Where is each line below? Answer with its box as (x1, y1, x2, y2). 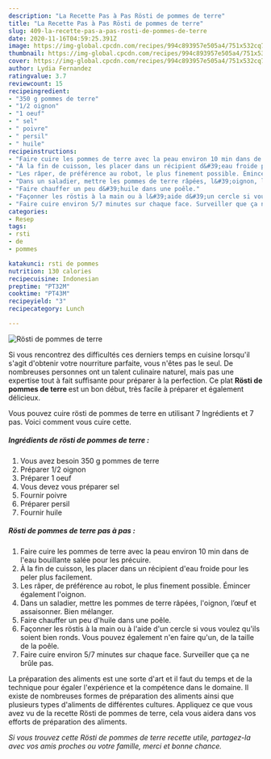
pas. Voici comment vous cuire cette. (8, 417, 131, 426)
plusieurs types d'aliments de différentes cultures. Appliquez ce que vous (8, 699, 253, 709)
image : (8, 42, 31, 50)
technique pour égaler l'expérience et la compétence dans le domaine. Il (8, 682, 249, 692)
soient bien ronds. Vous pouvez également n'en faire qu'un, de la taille (19, 632, 254, 642)
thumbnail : (8, 49, 45, 57)
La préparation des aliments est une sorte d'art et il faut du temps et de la (8, 673, 252, 684)
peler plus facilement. (19, 572, 93, 582)
